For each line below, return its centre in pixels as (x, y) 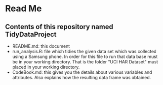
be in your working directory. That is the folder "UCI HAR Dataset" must (85, 62)
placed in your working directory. (46, 67)
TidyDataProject (31, 34)
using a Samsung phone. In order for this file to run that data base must (85, 57)
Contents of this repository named (59, 27)
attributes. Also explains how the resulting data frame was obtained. (81, 77)
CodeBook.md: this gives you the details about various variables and (82, 72)
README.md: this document (41, 46)
